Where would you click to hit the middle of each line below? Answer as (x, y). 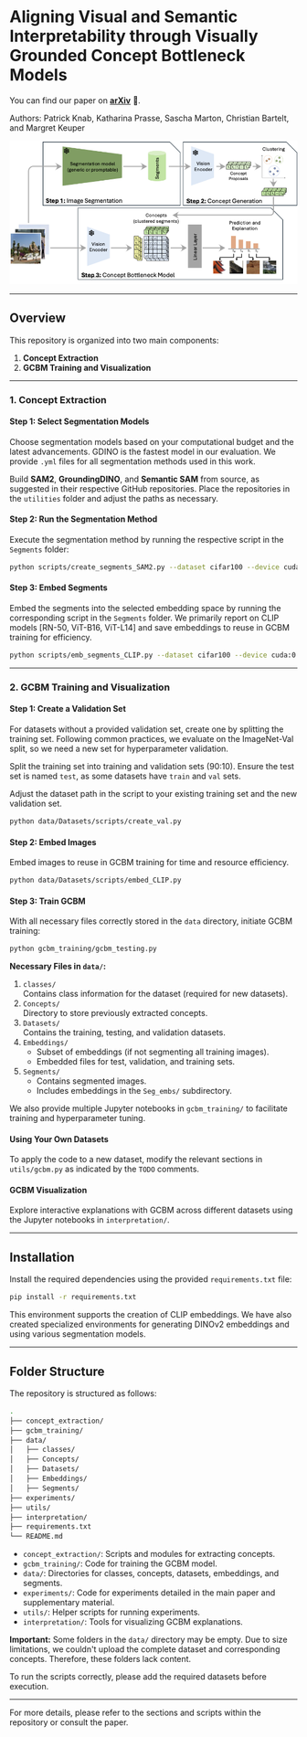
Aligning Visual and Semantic (124, 17)
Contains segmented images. (91, 1081)
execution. (29, 1687)
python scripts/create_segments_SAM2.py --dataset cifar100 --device (145, 567)
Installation (42, 1257)
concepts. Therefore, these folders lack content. (101, 1659)
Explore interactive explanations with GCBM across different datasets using (151, 1210)
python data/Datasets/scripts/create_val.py (95, 821)
